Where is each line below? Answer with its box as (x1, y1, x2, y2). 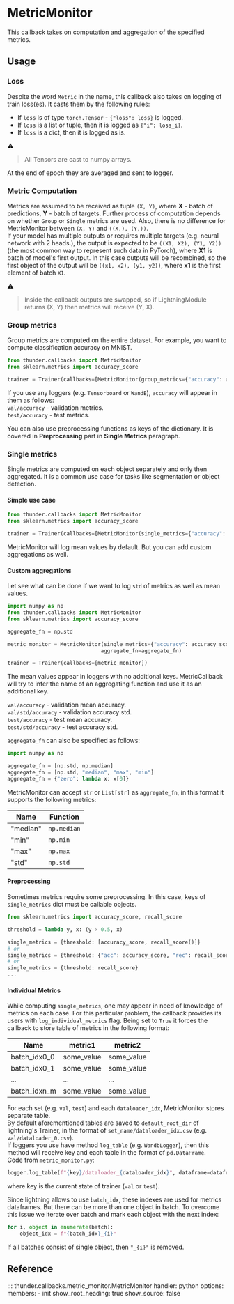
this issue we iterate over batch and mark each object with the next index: (7, 1211, 219, 1219)
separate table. (7, 1112, 51, 1120)
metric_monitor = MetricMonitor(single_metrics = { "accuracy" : (7, 641, 189, 647)
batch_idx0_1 (10, 1064, 55, 1073)
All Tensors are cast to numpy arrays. (24, 155, 132, 163)
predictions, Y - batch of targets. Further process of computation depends (7, 209, 221, 217)
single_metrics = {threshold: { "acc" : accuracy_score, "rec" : (7, 951, 192, 959)
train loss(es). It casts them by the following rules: (7, 100, 150, 108)
